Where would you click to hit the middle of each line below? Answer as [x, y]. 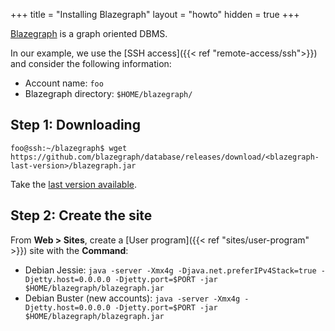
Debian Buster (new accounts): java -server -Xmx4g [132, 298]
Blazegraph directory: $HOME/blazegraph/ [108, 93]
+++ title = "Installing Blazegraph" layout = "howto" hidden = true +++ [155, 14]
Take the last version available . [74, 184]
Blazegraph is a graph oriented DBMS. [89, 33]
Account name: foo [64, 83]
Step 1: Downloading [75, 125]
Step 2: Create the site [81, 215]
